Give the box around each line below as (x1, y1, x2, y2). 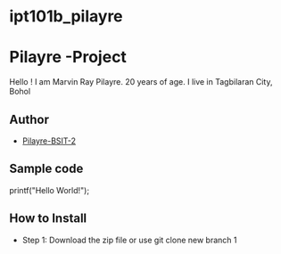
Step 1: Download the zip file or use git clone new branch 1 (21, 234, 237, 245)
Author (9, 111, 49, 127)
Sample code (9, 161, 84, 176)
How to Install (9, 211, 87, 226)
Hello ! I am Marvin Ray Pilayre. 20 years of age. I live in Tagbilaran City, (9, 77, 273, 87)
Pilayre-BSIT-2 (21, 135, 77, 146)
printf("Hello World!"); (9, 184, 90, 195)
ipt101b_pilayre (9, 6, 123, 27)
